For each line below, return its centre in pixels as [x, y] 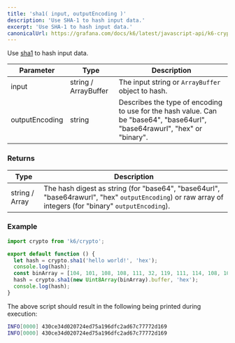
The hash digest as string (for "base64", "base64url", [132, 188]
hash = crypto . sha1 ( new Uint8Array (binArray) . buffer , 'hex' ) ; [106, 280]
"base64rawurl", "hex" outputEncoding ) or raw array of [134, 197]
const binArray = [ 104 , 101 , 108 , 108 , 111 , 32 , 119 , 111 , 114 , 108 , [117, 274]
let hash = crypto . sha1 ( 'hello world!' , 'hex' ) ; [86, 260]
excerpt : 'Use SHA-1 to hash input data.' [70, 27]
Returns [21, 158]
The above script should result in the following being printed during [104, 306]
